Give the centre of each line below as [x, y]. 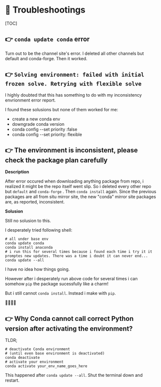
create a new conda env [36, 119]
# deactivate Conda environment [37, 349]
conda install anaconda [29, 248]
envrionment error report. [30, 100]
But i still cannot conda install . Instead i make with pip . [60, 293]
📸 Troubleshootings [45, 10]
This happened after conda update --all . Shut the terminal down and [74, 375]
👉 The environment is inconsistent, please [71, 150]
